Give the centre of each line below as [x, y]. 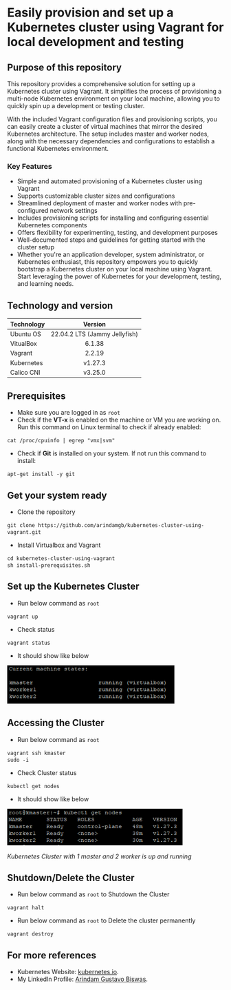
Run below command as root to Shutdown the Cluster [93, 894]
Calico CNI [25, 372]
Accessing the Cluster [56, 723]
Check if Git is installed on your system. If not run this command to [112, 453]
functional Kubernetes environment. [58, 148]
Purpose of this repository [65, 67]
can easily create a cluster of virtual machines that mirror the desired [105, 126]
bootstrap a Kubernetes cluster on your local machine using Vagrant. [114, 269]
